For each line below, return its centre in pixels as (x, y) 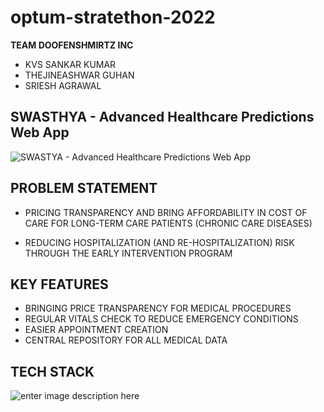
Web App (40, 132)
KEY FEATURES (59, 284)
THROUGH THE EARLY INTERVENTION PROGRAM (128, 253)
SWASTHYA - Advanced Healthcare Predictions (162, 117)
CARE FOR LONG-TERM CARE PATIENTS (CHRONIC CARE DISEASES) (168, 223)
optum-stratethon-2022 (113, 17)
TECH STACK (52, 371)
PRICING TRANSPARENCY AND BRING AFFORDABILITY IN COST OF (166, 212)
